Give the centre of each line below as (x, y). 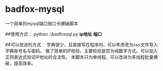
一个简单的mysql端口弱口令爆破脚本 (42, 23)
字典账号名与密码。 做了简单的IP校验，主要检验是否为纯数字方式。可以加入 (81, 51)
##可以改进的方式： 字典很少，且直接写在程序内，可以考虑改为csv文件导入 (81, 44)
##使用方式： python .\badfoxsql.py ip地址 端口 (54, 34)
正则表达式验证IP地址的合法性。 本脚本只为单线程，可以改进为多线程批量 (79, 57)
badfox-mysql (35, 9)
